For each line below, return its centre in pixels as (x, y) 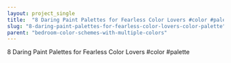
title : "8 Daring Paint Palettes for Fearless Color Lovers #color (107, 20)
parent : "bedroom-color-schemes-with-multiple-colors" (87, 33)
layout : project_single (41, 13)
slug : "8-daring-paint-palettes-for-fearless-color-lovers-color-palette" (117, 26)
